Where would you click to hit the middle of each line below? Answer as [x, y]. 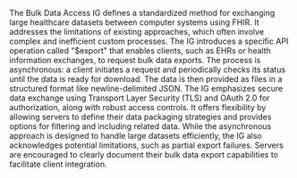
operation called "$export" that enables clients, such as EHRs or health [140, 51]
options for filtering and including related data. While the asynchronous [140, 126]
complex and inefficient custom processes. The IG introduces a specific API [149, 41]
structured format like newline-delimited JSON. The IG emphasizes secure [146, 89]
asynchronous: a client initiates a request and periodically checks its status [148, 69]
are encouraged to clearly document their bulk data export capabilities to [144, 154]
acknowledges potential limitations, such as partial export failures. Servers [146, 145]
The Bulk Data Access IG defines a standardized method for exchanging [142, 13]
